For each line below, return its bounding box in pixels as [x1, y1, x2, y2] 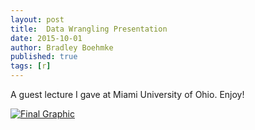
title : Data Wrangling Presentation [10, 24, 168, 34]
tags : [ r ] [10, 61, 52, 71]
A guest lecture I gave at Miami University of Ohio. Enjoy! [10, 89, 245, 100]
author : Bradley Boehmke [10, 42, 114, 53]
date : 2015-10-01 [10, 33, 83, 43]
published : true [10, 52, 78, 62]
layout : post [10, 14, 65, 25]
